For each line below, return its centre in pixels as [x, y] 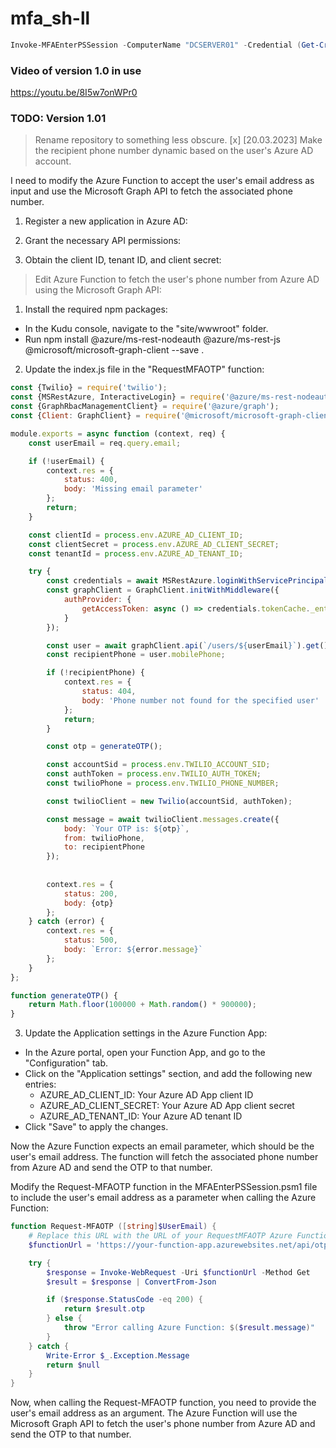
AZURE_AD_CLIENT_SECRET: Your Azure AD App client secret [167, 1106]
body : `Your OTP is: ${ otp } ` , [126, 828]
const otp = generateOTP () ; [104, 747]
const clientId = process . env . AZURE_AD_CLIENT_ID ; [136, 535]
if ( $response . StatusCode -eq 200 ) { [124, 1300]
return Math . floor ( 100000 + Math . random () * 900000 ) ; [142, 1005]
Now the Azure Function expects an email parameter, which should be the [162, 1146]
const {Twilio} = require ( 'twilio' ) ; [89, 388]
